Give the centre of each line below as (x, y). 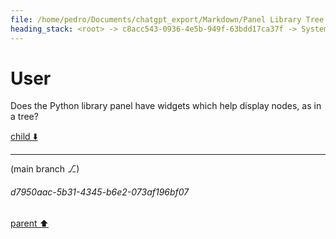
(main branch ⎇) (45, 169)
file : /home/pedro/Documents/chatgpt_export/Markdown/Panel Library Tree (167, 19)
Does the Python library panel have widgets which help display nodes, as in (166, 106)
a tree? (24, 117)
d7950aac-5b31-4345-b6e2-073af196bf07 (100, 192)
